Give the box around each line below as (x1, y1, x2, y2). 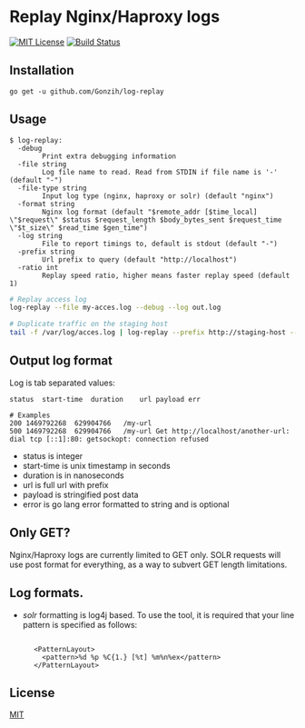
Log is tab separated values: (9, 377, 115, 388)
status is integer (22, 450, 84, 461)
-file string (17, 159, 67, 169)
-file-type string (17, 184, 88, 193)
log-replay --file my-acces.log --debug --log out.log (9, 303, 221, 313)
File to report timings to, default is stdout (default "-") (42, 239, 279, 248)
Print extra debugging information (42, 152, 177, 161)
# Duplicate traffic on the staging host (9, 320, 169, 329)
